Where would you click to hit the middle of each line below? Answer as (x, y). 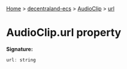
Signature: (19, 49)
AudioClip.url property (64, 33)
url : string (21, 60)
